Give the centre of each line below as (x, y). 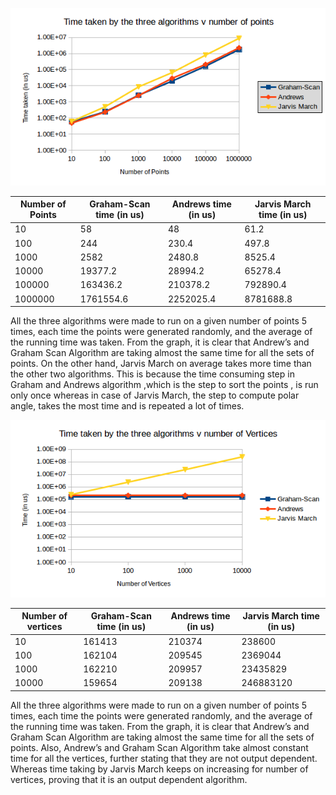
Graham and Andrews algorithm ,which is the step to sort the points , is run (164, 385)
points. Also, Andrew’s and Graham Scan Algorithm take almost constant (159, 747)
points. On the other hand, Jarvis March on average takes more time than (161, 364)
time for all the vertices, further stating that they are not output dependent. (164, 758)
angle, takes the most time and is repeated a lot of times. (127, 406)
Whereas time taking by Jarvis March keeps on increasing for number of (159, 769)
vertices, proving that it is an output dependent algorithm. (129, 779)
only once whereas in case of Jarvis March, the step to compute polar (155, 395)
